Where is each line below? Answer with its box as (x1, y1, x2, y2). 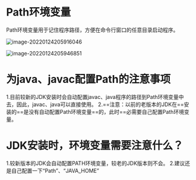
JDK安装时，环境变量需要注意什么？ (6, 139, 184, 153)
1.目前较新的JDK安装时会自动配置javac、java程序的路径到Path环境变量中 (6, 93, 184, 100)
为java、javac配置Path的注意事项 (6, 73, 171, 86)
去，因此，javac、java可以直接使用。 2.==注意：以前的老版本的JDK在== (6, 101, 184, 108)
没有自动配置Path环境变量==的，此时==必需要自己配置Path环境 (29, 108, 184, 115)
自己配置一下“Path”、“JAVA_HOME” (11, 167, 99, 174)
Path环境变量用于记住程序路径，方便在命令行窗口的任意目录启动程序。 (6, 26, 179, 33)
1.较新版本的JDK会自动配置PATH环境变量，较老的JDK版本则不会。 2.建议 (6, 159, 185, 167)
